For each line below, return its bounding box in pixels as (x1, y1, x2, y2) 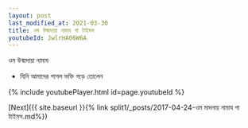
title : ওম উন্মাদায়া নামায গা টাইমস (8, 26, 95, 34)
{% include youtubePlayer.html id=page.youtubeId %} (8, 87, 185, 97)
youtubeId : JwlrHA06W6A (8, 33, 87, 42)
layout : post (8, 11, 52, 20)
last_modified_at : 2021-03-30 (8, 19, 109, 27)
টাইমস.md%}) (8, 112, 48, 122)
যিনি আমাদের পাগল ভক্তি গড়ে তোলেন (19, 72, 103, 81)
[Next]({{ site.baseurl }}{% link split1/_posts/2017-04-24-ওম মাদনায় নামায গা (8, 103, 240, 112)
